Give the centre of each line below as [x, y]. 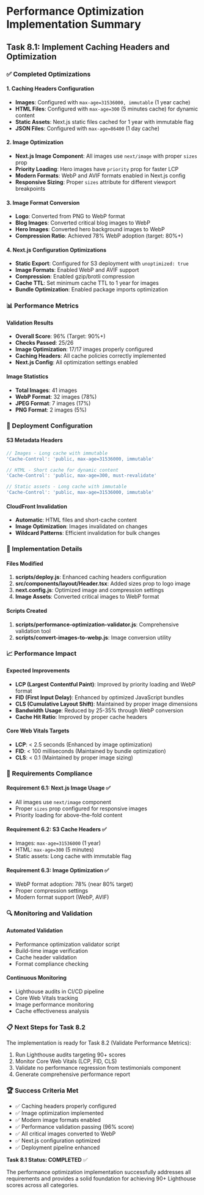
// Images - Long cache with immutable [57, 453]
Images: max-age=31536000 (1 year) [58, 843]
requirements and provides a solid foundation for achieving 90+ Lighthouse [101, 1178]
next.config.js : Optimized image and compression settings [89, 590]
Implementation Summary [74, 24]
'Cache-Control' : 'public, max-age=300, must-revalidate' [82, 476]
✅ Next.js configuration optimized [58, 1141]
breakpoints [30, 188]
